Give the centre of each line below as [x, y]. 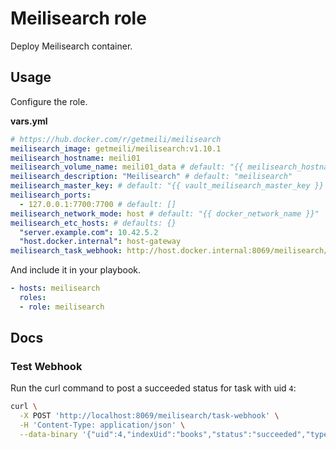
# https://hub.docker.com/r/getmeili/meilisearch [116, 139]
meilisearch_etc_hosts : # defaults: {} [93, 223]
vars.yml [29, 121]
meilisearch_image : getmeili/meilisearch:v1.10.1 [116, 148]
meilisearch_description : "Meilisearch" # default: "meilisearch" [151, 177]
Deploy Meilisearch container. [71, 46]
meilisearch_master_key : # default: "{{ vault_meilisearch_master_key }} [167, 186]
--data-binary [48, 435]
